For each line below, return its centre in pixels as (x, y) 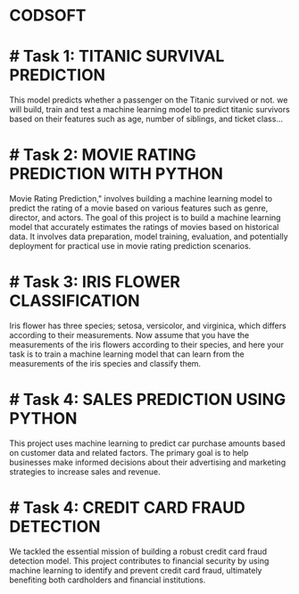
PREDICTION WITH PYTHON (116, 174)
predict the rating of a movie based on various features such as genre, (139, 208)
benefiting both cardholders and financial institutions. (108, 580)
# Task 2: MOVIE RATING (103, 155)
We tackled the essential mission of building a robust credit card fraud (138, 551)
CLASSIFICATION (75, 301)
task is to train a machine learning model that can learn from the (127, 354)
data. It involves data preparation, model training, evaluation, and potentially (149, 236)
